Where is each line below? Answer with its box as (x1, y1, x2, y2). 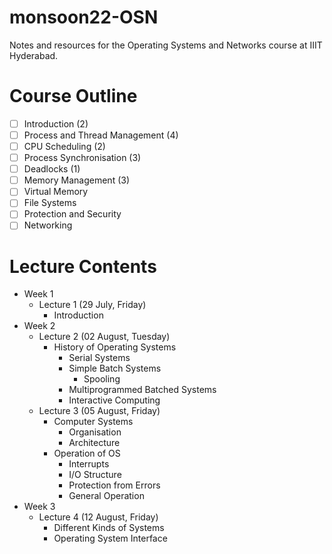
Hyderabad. (9, 49, 59, 61)
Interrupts (68, 458, 110, 470)
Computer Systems (53, 416, 134, 428)
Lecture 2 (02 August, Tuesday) (38, 331, 171, 343)
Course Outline (9, 85, 138, 108)
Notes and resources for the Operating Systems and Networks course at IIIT (9, 39, 323, 51)
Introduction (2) (23, 117, 89, 130)
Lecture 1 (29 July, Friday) (38, 299, 147, 311)
